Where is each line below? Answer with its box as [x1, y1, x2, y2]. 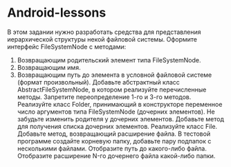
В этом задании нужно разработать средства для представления [7, 28, 201, 36]
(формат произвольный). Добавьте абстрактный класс [17, 78, 180, 86]
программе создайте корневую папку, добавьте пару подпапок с [17, 137, 212, 145]
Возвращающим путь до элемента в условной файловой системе [17, 71, 212, 79]
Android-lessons [7, 5, 107, 21]
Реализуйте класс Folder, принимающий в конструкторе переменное [17, 100, 223, 108]
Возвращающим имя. [17, 63, 81, 71]
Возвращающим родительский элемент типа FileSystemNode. [17, 55, 202, 64]
